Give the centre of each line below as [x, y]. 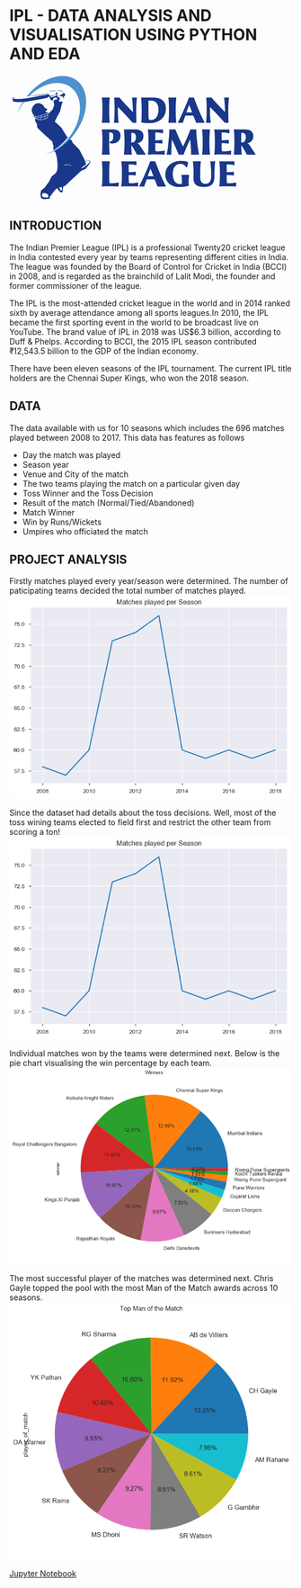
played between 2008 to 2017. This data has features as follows [127, 437]
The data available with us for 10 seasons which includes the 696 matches [147, 427]
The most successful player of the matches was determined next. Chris [142, 1278]
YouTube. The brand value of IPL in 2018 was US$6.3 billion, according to [145, 332]
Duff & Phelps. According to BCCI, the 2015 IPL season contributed [133, 341]
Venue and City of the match [75, 474]
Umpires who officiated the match [85, 531]
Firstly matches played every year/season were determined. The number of [149, 581]
